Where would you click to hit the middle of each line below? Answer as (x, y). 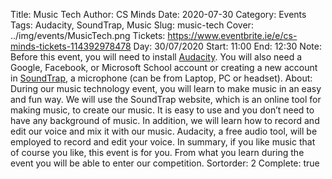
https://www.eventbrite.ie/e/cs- (232, 35)
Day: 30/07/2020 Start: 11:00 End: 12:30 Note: (227, 46)
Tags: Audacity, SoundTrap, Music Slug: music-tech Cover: (132, 25)
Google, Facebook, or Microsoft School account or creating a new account (164, 67)
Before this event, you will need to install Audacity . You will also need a (156, 57)
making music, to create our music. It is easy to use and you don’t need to (162, 110)
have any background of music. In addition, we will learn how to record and (165, 120)
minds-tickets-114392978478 (71, 46)
